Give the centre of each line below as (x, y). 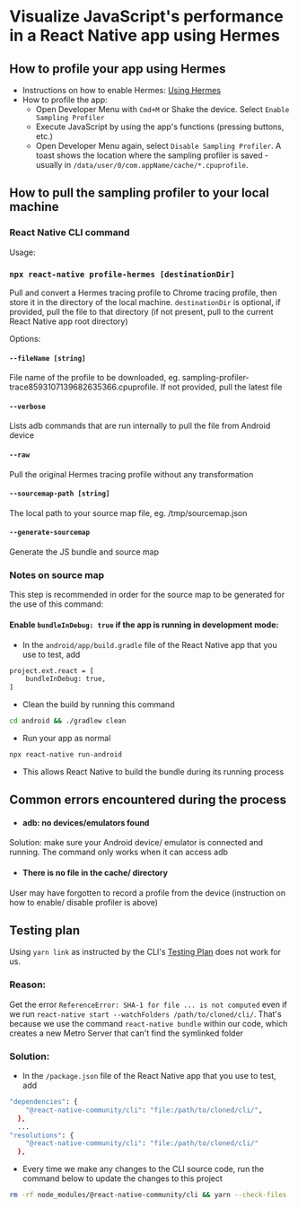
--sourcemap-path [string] (60, 494)
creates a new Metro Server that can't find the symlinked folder (127, 1033)
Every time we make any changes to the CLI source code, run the (143, 1169)
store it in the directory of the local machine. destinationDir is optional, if (145, 302)
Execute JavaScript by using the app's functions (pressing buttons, (160, 127)
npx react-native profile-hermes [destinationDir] (122, 274)
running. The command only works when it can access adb (119, 852)
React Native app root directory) (69, 321)
